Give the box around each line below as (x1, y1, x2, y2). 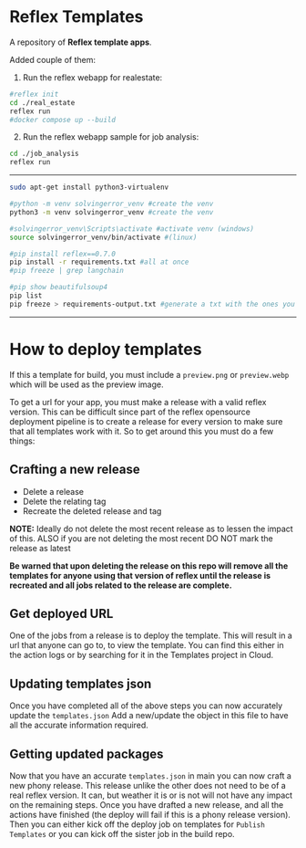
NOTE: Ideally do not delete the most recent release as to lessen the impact (9, 523, 293, 534)
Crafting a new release (9, 462, 140, 477)
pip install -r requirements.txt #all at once (9, 257, 189, 267)
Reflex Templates (9, 6, 144, 27)
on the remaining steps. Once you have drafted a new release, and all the (9, 800, 284, 810)
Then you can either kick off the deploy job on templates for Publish (9, 819, 266, 830)
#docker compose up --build (9, 115, 117, 124)
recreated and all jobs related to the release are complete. (9, 580, 232, 591)
